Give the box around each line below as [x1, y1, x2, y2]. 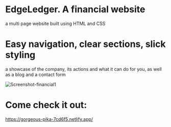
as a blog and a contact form [5, 71, 66, 78]
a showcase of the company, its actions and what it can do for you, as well [5, 66, 162, 72]
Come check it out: [5, 99, 87, 111]
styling [5, 49, 36, 61]
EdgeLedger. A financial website [5, 4, 145, 15]
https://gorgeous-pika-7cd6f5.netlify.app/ [5, 116, 93, 122]
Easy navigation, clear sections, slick [5, 38, 166, 50]
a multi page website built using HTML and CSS [5, 20, 106, 27]
